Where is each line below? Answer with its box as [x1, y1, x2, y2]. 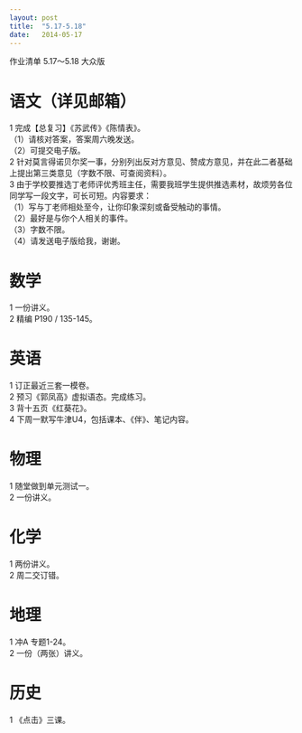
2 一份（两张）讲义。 [9, 648, 88, 658]
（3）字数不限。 [9, 224, 70, 235]
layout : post [9, 13, 59, 23]
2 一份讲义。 [9, 492, 57, 503]
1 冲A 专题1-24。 [9, 636, 71, 647]
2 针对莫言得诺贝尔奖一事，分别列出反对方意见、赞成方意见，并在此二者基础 [9, 156, 293, 167]
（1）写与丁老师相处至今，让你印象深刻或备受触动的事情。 [9, 202, 226, 212]
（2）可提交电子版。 [9, 146, 86, 156]
